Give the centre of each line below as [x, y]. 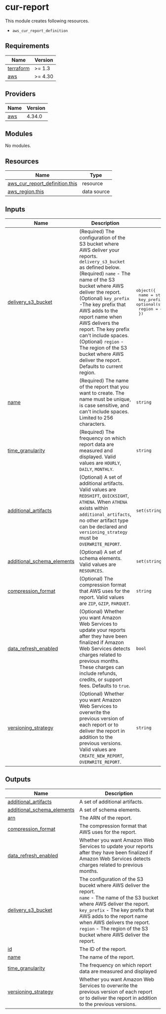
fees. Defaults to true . [105, 686]
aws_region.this [26, 192]
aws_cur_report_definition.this [42, 184]
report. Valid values [102, 597]
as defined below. [100, 267]
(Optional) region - [102, 342]
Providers [21, 94]
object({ [146, 290]
